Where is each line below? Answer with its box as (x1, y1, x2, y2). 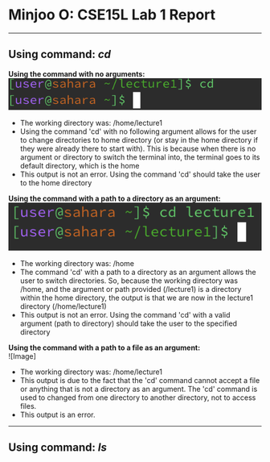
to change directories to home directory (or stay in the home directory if (19, 135, 259, 145)
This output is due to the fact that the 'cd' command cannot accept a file (19, 375, 260, 385)
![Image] (8, 351, 36, 360)
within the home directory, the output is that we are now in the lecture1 (19, 293, 253, 302)
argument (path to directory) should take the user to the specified (19, 318, 238, 328)
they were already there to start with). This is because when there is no (19, 144, 256, 154)
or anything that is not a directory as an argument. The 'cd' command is (19, 384, 258, 393)
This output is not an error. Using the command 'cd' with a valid (19, 310, 231, 319)
